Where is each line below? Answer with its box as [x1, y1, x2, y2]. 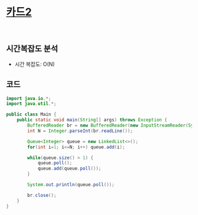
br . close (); [27, 192, 57, 198]
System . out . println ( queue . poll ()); [27, 182, 115, 188]
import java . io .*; [6, 95, 51, 101]
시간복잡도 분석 [6, 44, 58, 54]
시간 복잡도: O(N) [14, 60, 55, 68]
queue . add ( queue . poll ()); [37, 166, 101, 171]
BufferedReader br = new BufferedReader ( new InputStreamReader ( [27, 123, 189, 128]
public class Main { [6, 111, 57, 118]
